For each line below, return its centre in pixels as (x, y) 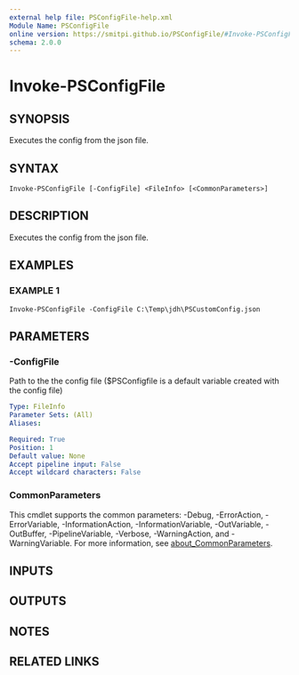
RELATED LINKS (54, 662)
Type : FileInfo (37, 407)
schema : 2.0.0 (36, 42)
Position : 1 (31, 447)
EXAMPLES (41, 265)
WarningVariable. (41, 542)
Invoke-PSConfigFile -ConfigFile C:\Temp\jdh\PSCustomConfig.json (135, 309)
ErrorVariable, (35, 524)
